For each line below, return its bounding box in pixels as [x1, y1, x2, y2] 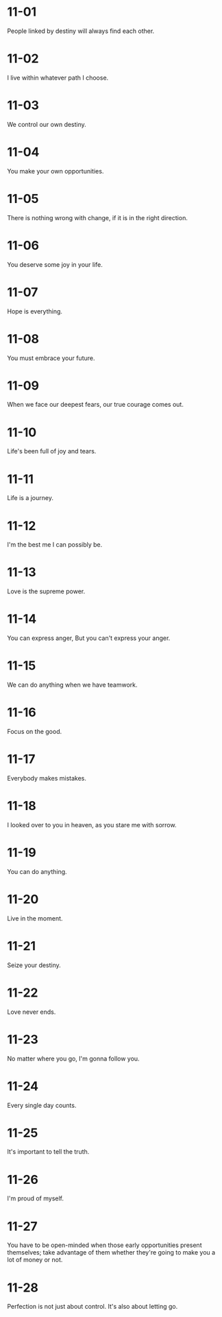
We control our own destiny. [7, 120, 87, 128]
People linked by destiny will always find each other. [7, 27, 155, 35]
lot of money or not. [7, 1256, 63, 1264]
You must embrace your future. [7, 354, 95, 362]
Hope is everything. [7, 307, 63, 316]
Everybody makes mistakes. [7, 774, 87, 782]
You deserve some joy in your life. [7, 260, 103, 268]
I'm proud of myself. [7, 1194, 64, 1202]
